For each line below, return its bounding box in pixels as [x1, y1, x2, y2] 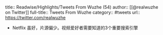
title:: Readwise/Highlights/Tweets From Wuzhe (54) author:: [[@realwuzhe [5, 4, 159, 10]
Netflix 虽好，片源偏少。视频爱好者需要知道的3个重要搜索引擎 [12, 25, 138, 31]
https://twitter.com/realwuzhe [5, 15, 66, 20]
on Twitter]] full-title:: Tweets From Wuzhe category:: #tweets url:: [5, 9, 140, 15]
